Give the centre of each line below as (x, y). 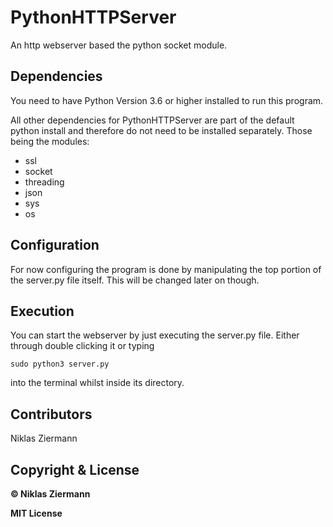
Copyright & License (75, 469)
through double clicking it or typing (82, 346)
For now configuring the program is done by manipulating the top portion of (166, 269)
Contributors (51, 414)
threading (44, 182)
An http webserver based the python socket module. (119, 45)
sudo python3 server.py (60, 364)
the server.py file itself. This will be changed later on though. (135, 280)
